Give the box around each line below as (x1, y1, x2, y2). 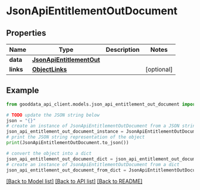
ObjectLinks (32, 66, 67, 73)
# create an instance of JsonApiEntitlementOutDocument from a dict (6, 161, 180, 167)
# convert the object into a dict (6, 150, 92, 156)
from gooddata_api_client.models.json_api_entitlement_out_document (6, 101, 180, 107)
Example (6, 85, 39, 96)
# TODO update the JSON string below (6, 112, 100, 118)
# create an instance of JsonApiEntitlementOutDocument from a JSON (6, 123, 180, 129)
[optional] (145, 66, 173, 73)
